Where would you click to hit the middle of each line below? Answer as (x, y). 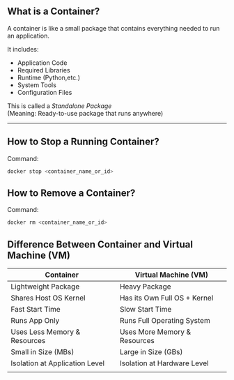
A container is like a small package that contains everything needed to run (114, 28)
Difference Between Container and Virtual (100, 244)
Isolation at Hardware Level (164, 363)
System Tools (37, 85)
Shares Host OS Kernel (48, 298)
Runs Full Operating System (165, 320)
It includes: (23, 49)
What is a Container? (54, 12)
